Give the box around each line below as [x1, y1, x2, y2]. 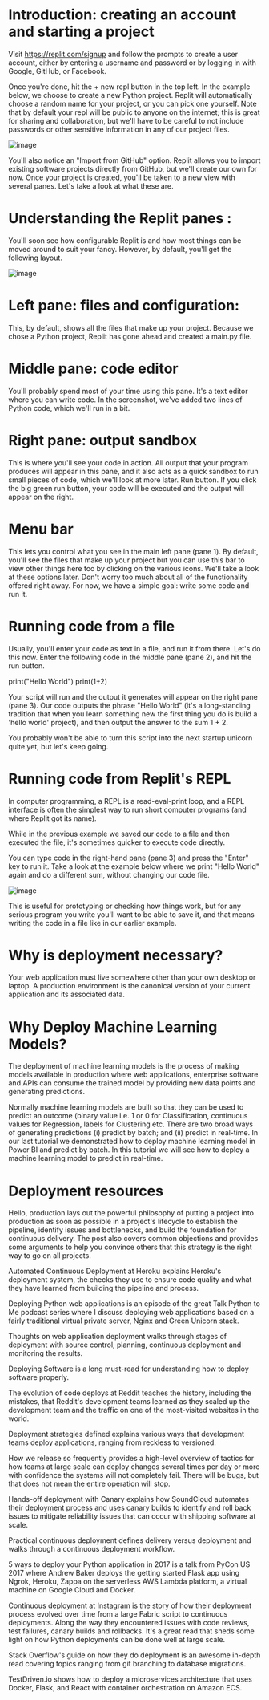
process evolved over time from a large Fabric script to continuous [8, 1609, 228, 1619]
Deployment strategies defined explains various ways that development [8, 1430, 245, 1439]
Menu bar [8, 520, 74, 538]
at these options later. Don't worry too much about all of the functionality [8, 572, 248, 582]
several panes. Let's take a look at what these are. [8, 181, 174, 190]
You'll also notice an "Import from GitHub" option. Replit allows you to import [8, 155, 261, 165]
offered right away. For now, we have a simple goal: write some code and [8, 580, 250, 590]
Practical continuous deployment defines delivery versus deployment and [8, 1536, 251, 1545]
